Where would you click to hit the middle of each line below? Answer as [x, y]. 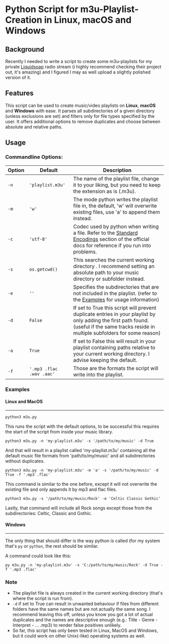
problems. [85, 251]
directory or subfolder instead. [109, 279]
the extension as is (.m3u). [105, 191]
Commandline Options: [34, 157]
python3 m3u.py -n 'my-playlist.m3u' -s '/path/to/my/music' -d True [80, 441]
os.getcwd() [44, 269]
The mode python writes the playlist [115, 199]
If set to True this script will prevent [115, 307]
